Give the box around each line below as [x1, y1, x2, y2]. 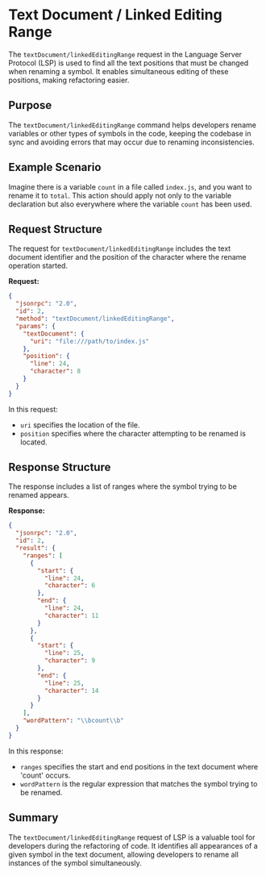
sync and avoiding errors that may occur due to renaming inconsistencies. [8, 137, 256, 147]
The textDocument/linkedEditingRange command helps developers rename [8, 119, 256, 130]
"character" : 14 [44, 686, 99, 695]
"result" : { [15, 544, 56, 553]
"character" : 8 [29, 367, 81, 376]
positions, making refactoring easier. [8, 75, 130, 85]
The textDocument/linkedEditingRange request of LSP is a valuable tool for [8, 832, 256, 842]
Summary [8, 811, 59, 824]
